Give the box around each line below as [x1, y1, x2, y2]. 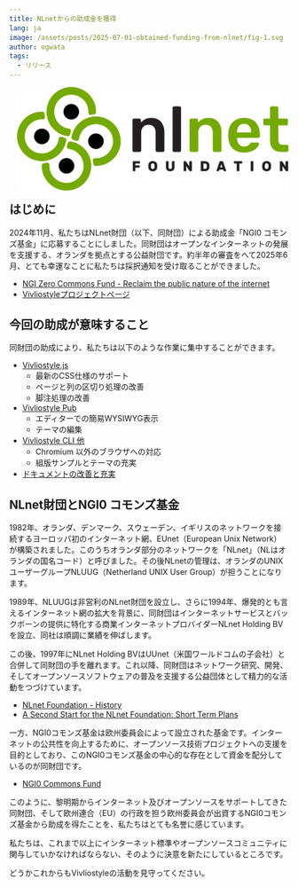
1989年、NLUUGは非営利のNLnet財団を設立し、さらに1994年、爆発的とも [9, 597, 281, 608]
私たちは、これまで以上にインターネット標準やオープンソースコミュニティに [9, 838, 288, 849]
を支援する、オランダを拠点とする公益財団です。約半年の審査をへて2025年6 [9, 249, 288, 260]
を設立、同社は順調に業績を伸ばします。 [9, 630, 157, 640]
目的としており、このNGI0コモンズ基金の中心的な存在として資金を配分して [9, 750, 284, 760]
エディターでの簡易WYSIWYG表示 [35, 413, 160, 424]
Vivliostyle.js [21, 360, 69, 371]
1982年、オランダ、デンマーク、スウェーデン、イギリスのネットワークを [9, 522, 274, 533]
